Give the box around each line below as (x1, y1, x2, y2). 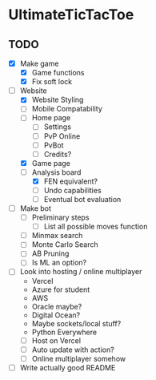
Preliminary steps (31, 212, 90, 222)
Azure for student (31, 285, 90, 294)
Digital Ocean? (31, 310, 81, 320)
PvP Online (43, 131, 81, 141)
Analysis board (31, 167, 82, 177)
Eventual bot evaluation (43, 194, 122, 204)
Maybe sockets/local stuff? (31, 318, 122, 328)
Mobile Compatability (31, 104, 102, 114)
